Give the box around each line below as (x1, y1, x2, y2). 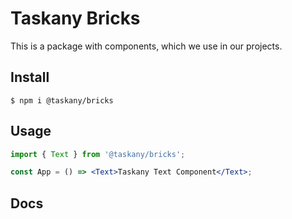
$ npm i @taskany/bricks (10, 95, 114, 106)
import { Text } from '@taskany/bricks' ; (10, 149, 186, 159)
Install (10, 69, 50, 86)
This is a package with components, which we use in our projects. (10, 40, 283, 52)
